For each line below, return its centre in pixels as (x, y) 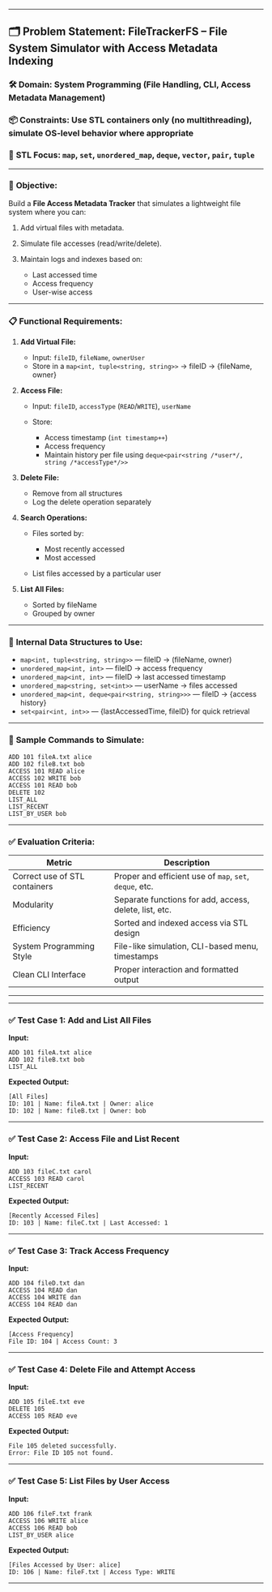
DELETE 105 (27, 1409)
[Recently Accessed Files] (54, 1216)
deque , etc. (134, 886)
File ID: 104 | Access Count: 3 (63, 1341)
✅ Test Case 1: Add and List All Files (80, 1020)
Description (187, 863)
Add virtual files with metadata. (72, 227)
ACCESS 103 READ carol (47, 1178)
